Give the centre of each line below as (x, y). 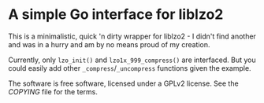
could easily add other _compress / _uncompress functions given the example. (130, 68)
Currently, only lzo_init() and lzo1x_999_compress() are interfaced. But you (132, 60)
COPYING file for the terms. (53, 91)
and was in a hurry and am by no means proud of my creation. (109, 44)
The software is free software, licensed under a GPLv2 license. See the (123, 83)
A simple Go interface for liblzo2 (116, 15)
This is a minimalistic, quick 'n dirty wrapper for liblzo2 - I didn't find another (132, 36)
